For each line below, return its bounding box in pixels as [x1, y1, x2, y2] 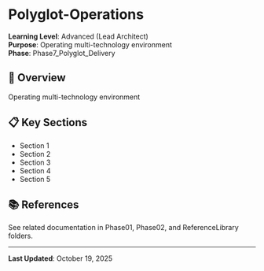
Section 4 [19, 165, 51, 175]
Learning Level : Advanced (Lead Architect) [8, 32, 149, 41]
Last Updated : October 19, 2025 [8, 254, 113, 263]
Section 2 [19, 149, 51, 158]
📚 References [8, 198, 79, 211]
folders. [8, 231, 33, 241]
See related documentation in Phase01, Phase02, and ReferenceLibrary [8, 223, 240, 232]
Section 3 [19, 158, 51, 167]
